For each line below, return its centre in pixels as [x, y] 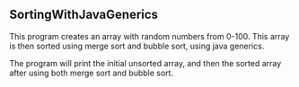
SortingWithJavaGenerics [84, 15]
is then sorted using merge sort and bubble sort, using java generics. [137, 46]
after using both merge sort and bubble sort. [91, 73]
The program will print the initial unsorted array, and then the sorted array [145, 63]
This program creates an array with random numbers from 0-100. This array [149, 36]
